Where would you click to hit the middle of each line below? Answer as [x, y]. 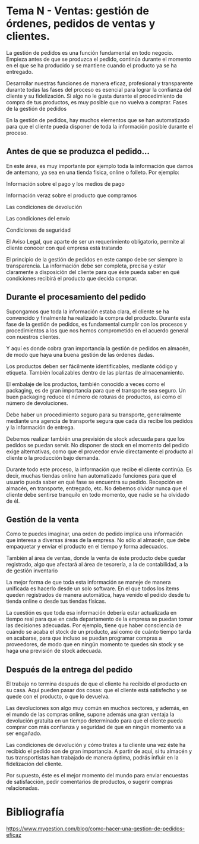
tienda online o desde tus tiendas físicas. [56, 601]
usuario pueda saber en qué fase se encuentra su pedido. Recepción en [94, 482]
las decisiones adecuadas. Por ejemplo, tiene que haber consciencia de [94, 625]
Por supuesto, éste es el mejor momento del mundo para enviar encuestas [97, 776]
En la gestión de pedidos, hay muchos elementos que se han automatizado [98, 120]
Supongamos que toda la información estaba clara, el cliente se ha [88, 312]
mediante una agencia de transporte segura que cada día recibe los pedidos [99, 421]
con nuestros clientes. [33, 337]
